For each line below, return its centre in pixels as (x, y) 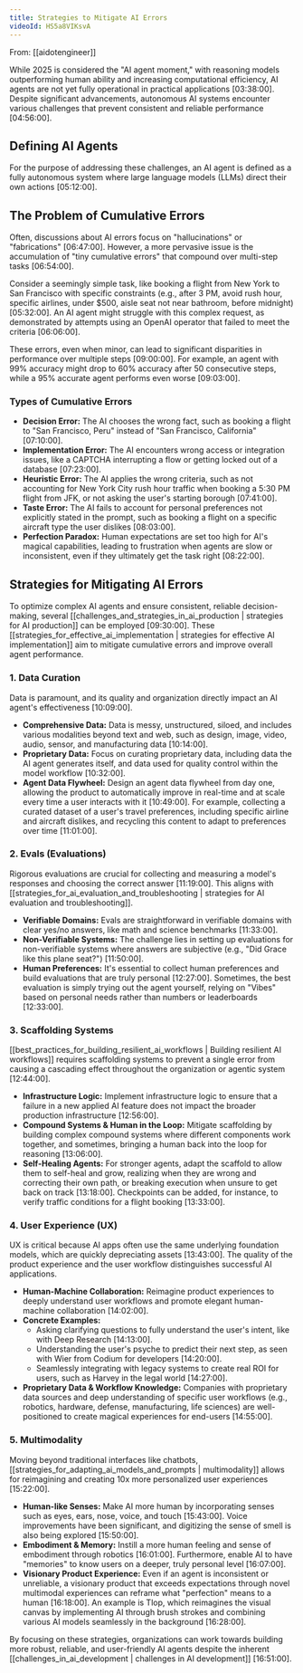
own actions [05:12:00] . (53, 187)
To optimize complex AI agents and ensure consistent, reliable (125, 607)
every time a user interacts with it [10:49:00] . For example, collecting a (154, 801)
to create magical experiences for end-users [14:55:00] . (168, 1417)
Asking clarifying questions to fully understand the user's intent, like (163, 1330)
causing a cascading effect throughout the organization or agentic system (147, 1069)
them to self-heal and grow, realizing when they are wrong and (139, 1173)
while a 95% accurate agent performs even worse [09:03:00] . (125, 378)
